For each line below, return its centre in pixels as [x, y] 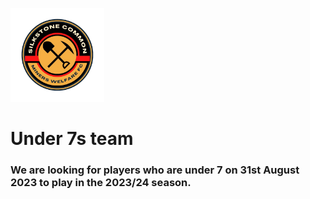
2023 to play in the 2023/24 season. [101, 183]
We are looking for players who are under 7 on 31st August [155, 170]
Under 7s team [72, 139]
